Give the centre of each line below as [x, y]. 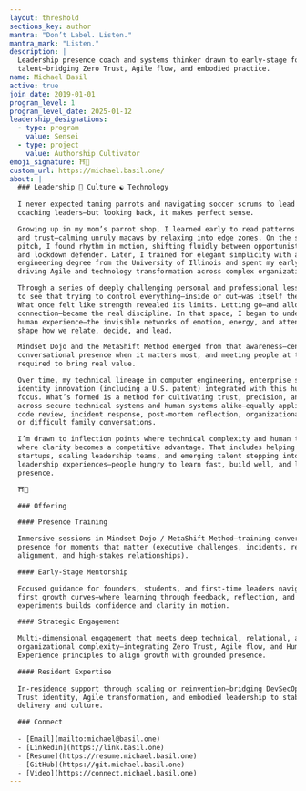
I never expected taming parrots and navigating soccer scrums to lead [157, 205]
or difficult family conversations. [87, 423]
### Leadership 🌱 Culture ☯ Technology [93, 188]
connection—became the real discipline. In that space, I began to [148, 313]
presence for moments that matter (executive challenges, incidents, [152, 548]
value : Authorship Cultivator [83, 153]
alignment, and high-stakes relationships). [103, 556]
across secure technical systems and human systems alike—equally [146, 406]
